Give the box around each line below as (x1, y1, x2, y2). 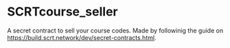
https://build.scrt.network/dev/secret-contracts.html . (7, 33, 157, 41)
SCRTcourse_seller (7, 4, 118, 20)
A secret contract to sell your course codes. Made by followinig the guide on (7, 26, 224, 34)
